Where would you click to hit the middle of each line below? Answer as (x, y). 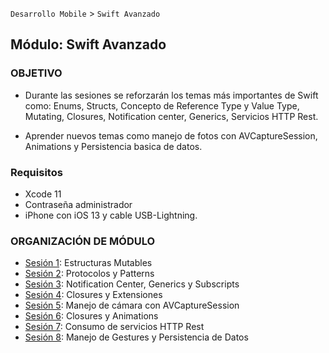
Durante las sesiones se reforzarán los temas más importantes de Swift (171, 95)
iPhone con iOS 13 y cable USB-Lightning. (111, 215)
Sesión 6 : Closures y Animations (91, 316)
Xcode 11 (43, 194)
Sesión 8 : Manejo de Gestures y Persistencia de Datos (136, 337)
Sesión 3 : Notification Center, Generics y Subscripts (132, 284)
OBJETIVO (36, 73)
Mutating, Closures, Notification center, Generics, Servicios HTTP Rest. (171, 116)
